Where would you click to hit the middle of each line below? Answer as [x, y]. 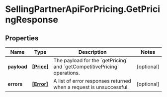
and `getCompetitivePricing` [86, 67]
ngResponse [32, 20]
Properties [22, 38]
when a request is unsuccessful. [91, 87]
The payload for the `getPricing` [91, 60]
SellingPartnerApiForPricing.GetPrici [83, 9]
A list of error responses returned [92, 81]
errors [15, 84]
